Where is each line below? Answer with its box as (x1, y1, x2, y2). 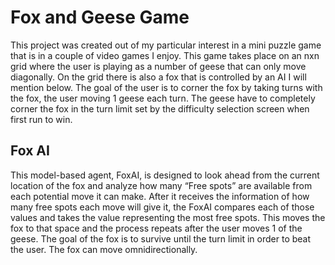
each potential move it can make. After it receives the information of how (10, 190, 310, 202)
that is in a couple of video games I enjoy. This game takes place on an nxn (10, 49, 320, 61)
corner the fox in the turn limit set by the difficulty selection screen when (10, 102, 310, 115)
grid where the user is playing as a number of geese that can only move (10, 60, 307, 72)
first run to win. (10, 113, 73, 125)
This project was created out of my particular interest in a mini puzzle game (10, 39, 322, 51)
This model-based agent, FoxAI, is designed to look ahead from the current (10, 169, 320, 181)
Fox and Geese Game (10, 6, 190, 29)
